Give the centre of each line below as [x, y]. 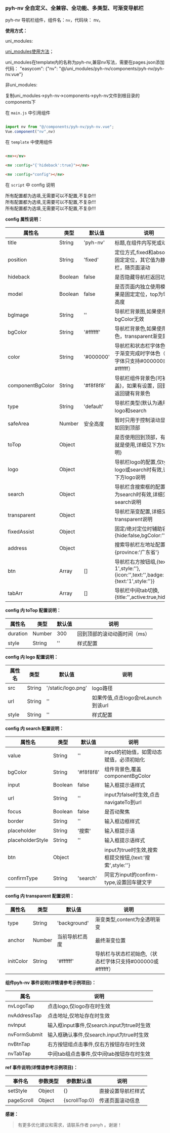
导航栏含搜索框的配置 [140, 486]
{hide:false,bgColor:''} [141, 535]
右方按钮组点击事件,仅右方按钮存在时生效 [96, 1044]
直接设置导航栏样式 [122, 1091]
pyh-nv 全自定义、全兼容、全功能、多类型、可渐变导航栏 [75, 8]
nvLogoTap [21, 1006]
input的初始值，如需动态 [133, 752]
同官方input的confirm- [131, 874]
